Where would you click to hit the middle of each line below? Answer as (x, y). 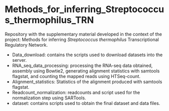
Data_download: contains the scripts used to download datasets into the (87, 55)
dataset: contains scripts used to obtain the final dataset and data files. (86, 103)
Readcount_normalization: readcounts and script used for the (76, 92)
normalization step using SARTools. (49, 98)
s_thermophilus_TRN (49, 20)
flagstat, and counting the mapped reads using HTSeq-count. (76, 76)
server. (19, 60)
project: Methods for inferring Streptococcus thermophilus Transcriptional (82, 40)
